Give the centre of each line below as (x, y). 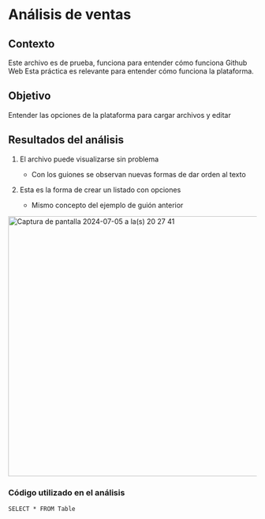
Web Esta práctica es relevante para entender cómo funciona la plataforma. (131, 71)
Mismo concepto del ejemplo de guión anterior (107, 205)
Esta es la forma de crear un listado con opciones (100, 189)
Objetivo (30, 96)
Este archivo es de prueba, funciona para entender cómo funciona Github (128, 63)
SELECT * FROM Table (42, 509)
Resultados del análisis (66, 140)
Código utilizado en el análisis (67, 492)
